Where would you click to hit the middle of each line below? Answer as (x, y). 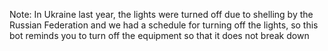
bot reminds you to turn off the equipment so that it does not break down (159, 35)
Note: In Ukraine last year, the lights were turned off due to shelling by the (161, 14)
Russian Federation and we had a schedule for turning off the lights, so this (164, 25)
